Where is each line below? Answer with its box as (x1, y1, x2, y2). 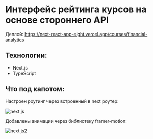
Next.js (12, 64, 28, 71)
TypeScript (12, 70, 36, 76)
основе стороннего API (5, 14, 109, 26)
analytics (5, 37, 24, 43)
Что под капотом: (5, 85, 65, 93)
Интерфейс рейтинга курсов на (5, 4, 147, 15)
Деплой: (5, 31, 24, 37)
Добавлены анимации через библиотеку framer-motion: (5, 118, 127, 124)
